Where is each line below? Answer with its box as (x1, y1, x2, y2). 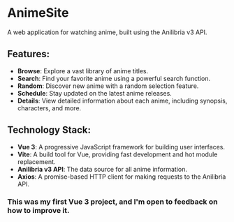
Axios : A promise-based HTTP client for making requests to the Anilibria (17, 172, 226, 181)
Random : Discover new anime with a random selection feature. (17, 82, 199, 90)
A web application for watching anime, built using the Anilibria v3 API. (7, 28, 207, 36)
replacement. (17, 157, 56, 165)
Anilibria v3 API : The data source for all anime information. (17, 165, 187, 173)
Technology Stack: (7, 124, 92, 136)
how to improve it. (7, 206, 70, 216)
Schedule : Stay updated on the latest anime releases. (17, 89, 173, 97)
